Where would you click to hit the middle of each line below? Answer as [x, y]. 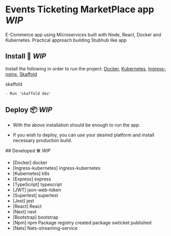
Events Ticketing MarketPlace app [80, 10]
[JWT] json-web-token [37, 190]
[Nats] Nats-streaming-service [45, 228]
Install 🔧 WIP [26, 56]
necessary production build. [42, 140]
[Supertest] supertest [35, 195]
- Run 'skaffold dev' [28, 94]
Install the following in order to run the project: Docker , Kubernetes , [76, 68]
